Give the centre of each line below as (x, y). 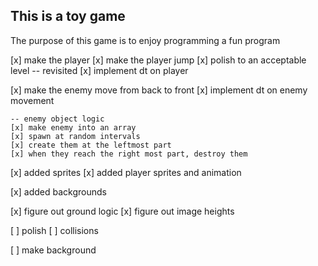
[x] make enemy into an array (73, 127)
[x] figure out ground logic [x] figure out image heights (122, 211)
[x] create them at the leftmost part (91, 145)
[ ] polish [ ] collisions (54, 230)
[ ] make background (53, 250)
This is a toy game (68, 16)
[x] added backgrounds (58, 191)
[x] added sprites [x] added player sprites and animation (126, 172)
